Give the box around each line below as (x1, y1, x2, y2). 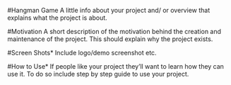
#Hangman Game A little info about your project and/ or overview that (7, 6, 211, 14)
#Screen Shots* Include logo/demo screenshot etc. (7, 49, 157, 57)
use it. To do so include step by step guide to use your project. (7, 70, 189, 78)
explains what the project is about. (7, 13, 107, 22)
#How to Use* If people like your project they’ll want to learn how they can (7, 62, 225, 70)
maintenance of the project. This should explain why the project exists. (7, 35, 213, 43)
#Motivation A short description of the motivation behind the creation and (7, 28, 221, 35)
